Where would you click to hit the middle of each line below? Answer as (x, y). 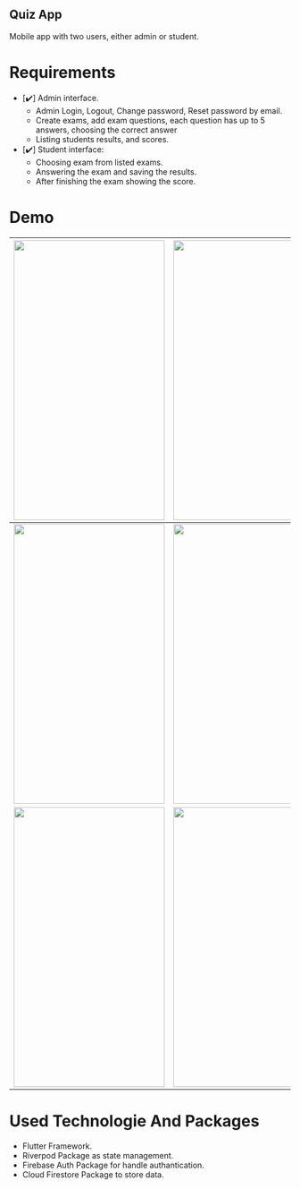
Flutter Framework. (57, 1146)
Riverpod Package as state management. (98, 1155)
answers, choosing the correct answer (106, 130)
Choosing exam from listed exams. (99, 162)
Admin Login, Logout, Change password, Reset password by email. (159, 110)
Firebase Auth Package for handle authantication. (113, 1165)
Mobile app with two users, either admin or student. (104, 36)
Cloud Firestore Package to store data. (93, 1174)
